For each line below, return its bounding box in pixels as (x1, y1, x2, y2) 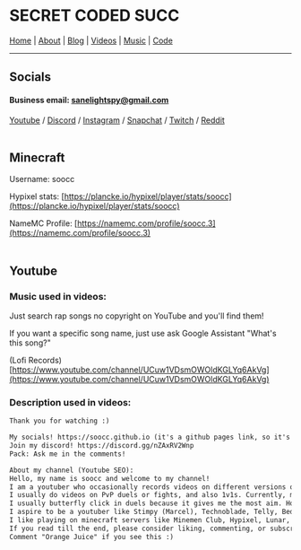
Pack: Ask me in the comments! (9, 450, 126, 458)
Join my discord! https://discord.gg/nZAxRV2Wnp (9, 441, 194, 450)
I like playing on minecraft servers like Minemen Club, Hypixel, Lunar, (9, 516, 291, 525)
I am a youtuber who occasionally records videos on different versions (9, 482, 287, 492)
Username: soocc (9, 174, 75, 185)
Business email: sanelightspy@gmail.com (9, 94, 169, 105)
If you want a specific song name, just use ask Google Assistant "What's (9, 328, 277, 339)
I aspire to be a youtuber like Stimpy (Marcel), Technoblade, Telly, (9, 508, 279, 517)
